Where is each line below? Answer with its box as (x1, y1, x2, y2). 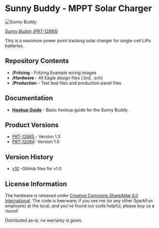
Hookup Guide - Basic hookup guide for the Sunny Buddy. (12, 107, 129, 113)
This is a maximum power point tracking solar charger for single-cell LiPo (5, 37, 151, 44)
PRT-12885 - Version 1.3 (12, 134, 61, 139)
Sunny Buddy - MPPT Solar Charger (5, 3, 152, 14)
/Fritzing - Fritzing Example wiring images (12, 70, 97, 76)
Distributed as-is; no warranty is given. (5, 217, 83, 223)
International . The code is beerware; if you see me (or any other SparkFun (5, 198, 153, 203)
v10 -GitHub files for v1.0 (12, 166, 62, 172)
